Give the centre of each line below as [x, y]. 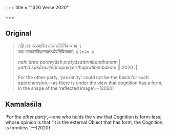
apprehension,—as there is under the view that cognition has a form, [90, 83]
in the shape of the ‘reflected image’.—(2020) [66, 88]
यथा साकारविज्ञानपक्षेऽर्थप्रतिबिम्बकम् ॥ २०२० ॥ [56, 51]
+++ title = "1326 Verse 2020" [37, 7]
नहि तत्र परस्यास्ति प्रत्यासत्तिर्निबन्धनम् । [50, 46]
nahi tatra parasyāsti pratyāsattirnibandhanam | [69, 62]
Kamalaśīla [24, 104]
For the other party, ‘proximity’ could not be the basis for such [83, 77]
